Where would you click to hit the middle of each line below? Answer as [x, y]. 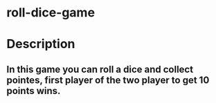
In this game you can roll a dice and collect [100, 69]
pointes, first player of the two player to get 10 [108, 80]
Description [41, 44]
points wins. [34, 91]
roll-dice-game [51, 13]
